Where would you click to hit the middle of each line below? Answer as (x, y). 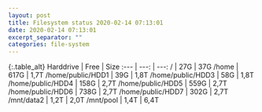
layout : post (30, 15)
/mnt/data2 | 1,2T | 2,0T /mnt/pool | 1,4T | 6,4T (84, 100)
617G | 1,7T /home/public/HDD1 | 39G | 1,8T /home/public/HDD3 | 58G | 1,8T (131, 75)
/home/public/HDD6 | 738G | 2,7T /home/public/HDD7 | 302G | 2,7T (118, 92)
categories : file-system (49, 45)
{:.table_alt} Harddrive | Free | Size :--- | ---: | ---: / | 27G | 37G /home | (124, 67)
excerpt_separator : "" (45, 37)
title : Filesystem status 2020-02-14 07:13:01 (86, 23)
